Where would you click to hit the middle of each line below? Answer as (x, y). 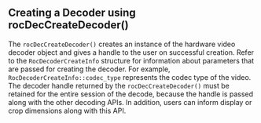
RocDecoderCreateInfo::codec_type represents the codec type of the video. (130, 77)
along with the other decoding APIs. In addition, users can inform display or (130, 102)
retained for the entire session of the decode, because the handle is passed (131, 94)
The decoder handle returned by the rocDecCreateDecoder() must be (119, 85)
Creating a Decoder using (72, 13)
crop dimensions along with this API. (67, 110)
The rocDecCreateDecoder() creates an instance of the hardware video (122, 44)
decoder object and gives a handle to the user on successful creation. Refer (131, 52)
